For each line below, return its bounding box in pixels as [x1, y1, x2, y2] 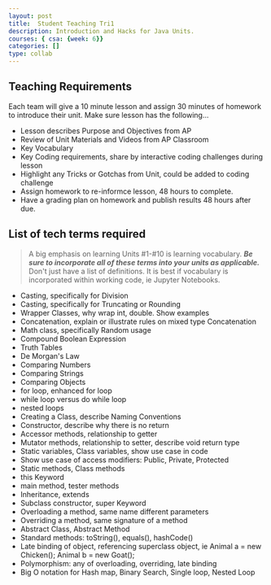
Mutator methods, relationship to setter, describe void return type [20, 437, 240, 447]
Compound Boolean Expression [20, 334, 127, 343]
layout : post [8, 11, 53, 20]
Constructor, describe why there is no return [20, 420, 169, 430]
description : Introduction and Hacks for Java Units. [8, 27, 195, 35]
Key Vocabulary [20, 143, 74, 153]
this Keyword [20, 472, 65, 482]
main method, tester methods [20, 481, 120, 491]
